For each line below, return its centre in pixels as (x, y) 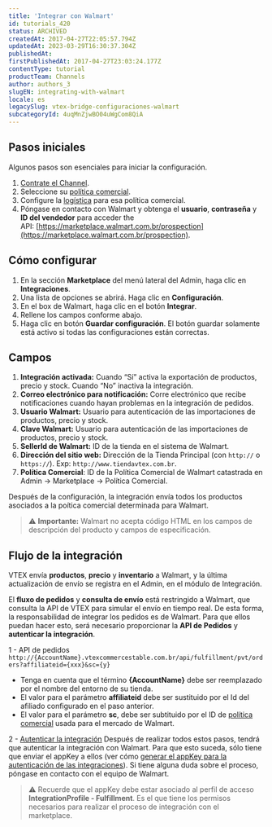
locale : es (27, 99)
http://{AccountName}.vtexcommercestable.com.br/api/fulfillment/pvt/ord (136, 658)
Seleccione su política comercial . (76, 191)
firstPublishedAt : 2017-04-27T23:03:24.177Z (85, 62)
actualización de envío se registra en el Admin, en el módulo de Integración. (135, 584)
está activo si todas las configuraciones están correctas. (114, 332)
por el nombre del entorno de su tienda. (86, 688)
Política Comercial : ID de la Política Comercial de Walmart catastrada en (141, 473)
